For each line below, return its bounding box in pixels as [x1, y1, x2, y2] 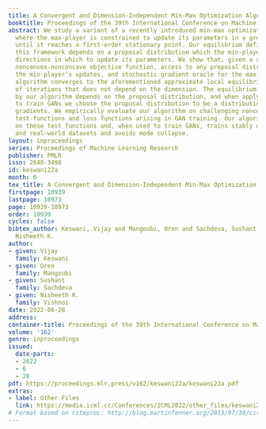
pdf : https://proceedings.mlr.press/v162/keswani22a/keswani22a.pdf [8, 379, 239, 388]
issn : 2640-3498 [8, 159, 62, 167]
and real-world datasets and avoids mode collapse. [15, 129, 190, 137]
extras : [8, 387, 34, 395]
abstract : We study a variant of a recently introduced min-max [8, 26, 225, 34]
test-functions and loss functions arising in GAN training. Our [15, 115, 236, 123]
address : [8, 313, 37, 321]
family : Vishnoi [15, 298, 69, 306]
